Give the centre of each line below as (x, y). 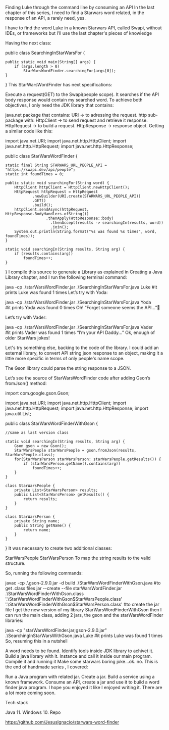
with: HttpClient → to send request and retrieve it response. (86, 120)
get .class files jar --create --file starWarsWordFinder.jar (64, 588)
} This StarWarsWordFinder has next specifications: (59, 85)
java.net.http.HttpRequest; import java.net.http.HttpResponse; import (77, 408)
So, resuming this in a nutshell (37, 641)
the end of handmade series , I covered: (47, 667)
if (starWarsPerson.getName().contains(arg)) (72, 464)
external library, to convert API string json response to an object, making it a (84, 353)
